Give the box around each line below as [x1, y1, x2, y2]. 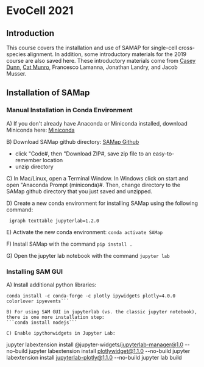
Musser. [6, 70, 27, 77]
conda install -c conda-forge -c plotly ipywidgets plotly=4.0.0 [6, 293, 175, 299]
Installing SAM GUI [6, 267, 63, 276]
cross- [178, 44, 195, 51]
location [42, 156, 63, 163]
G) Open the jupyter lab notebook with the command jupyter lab [6, 252, 170, 259]
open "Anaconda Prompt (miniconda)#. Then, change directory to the [6, 181, 181, 188]
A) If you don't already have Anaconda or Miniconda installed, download [6, 119, 188, 127]
